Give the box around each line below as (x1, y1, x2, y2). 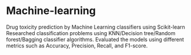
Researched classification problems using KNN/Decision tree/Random (6, 29, 176, 36)
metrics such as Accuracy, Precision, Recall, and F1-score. (6, 42, 148, 49)
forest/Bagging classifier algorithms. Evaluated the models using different (6, 36, 184, 43)
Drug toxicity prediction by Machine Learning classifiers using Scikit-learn (6, 23, 185, 30)
